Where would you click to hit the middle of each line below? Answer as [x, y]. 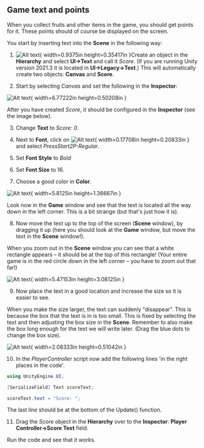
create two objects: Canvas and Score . [65, 74]
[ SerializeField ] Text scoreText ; [51, 387]
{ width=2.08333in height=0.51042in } [79, 347]
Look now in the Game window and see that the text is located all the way [99, 205]
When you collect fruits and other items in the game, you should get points [100, 24]
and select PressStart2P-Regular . [57, 146]
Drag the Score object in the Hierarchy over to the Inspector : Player [101, 422]
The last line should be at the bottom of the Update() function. [84, 410]
